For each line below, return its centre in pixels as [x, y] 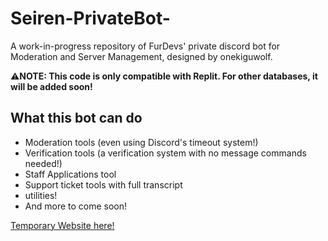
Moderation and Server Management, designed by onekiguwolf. [141, 56]
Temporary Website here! [62, 225]
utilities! [41, 195]
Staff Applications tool [70, 174]
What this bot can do [76, 118]
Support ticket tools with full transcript [103, 184]
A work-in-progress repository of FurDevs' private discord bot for [145, 46]
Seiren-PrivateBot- [90, 18]
